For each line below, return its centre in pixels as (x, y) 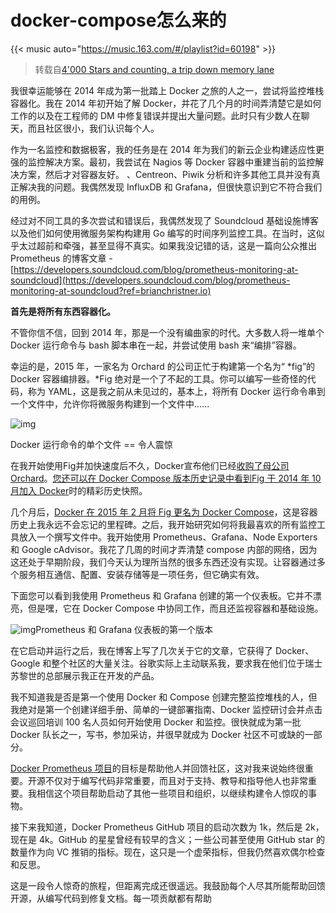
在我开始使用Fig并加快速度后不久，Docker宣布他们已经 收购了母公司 (150, 465)
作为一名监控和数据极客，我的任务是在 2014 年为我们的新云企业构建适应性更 (167, 149)
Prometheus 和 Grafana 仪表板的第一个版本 (124, 629)
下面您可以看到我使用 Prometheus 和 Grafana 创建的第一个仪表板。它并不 (161, 595)
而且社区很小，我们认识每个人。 (93, 128)
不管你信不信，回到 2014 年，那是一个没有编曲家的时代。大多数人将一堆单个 (167, 332)
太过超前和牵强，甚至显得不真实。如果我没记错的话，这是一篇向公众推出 (167, 245)
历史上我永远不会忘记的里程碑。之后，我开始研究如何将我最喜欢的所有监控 (163, 524)
